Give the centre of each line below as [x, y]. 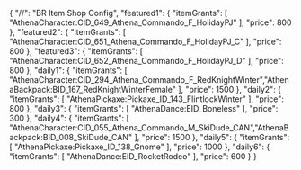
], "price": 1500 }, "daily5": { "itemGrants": [212, 137]
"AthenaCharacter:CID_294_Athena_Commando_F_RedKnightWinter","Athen [149, 80]
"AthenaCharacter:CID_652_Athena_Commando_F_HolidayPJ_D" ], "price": [147, 61]
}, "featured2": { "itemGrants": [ [68, 32]
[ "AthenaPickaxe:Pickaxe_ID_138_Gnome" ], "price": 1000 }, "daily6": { [140, 147]
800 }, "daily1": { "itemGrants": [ [68, 70]
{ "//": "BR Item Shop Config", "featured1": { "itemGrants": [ [119, 13]
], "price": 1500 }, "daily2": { [230, 89]
